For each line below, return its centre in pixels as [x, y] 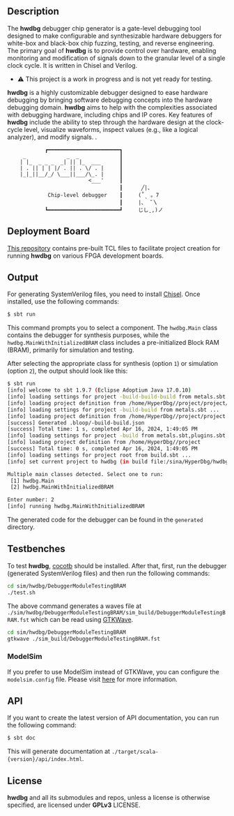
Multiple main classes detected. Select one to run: [85, 474]
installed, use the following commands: [63, 302]
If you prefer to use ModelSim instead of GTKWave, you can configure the [113, 672]
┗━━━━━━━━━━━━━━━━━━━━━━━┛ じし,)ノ [104, 210]
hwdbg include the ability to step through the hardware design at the [106, 122]
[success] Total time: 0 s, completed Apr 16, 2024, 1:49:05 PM [102, 449]
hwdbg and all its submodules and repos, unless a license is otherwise [109, 798]
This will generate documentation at [58, 751]
